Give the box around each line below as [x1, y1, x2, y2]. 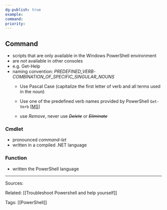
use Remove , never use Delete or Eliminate [19, 113, 108, 119]
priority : [5, 21, 26, 26]
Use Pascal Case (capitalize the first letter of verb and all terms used [19, 83, 161, 89]
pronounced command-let [12, 137, 67, 143]
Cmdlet [5, 125, 23, 132]
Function [5, 154, 27, 161]
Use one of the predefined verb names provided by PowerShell [19, 98, 149, 104]
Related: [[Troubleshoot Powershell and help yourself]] [5, 190, 117, 196]
